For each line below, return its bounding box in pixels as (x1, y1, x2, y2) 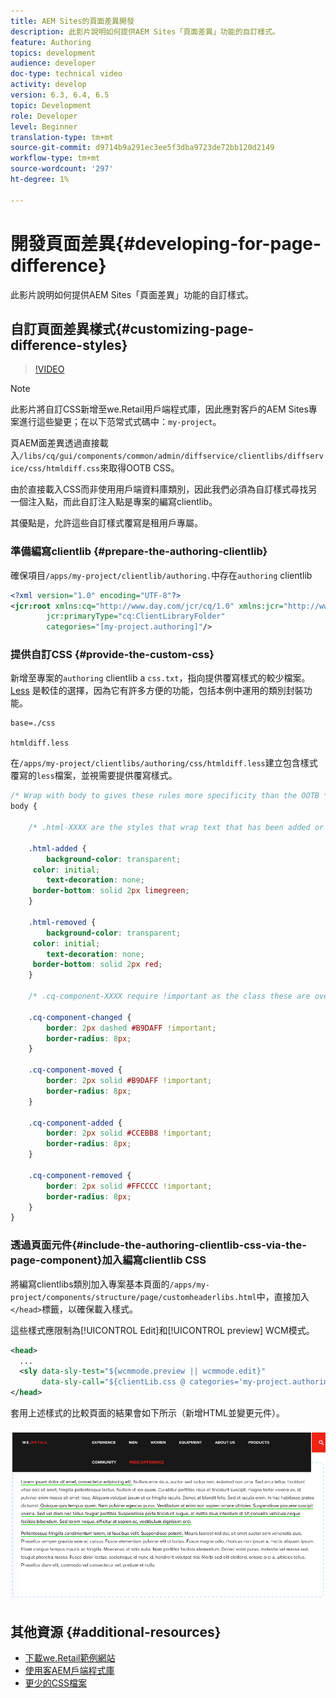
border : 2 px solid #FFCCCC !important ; (46, 1181, 213, 1191)
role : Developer (10, 111, 78, 121)
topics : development (10, 48, 97, 58)
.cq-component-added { (28, 1118, 123, 1128)
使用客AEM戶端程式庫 (24, 1665, 115, 1677)
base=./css (10, 718, 56, 729)
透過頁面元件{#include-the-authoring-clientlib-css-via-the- (10, 1238, 307, 1252)
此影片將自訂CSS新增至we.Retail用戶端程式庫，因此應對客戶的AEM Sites (10, 403, 309, 415)
